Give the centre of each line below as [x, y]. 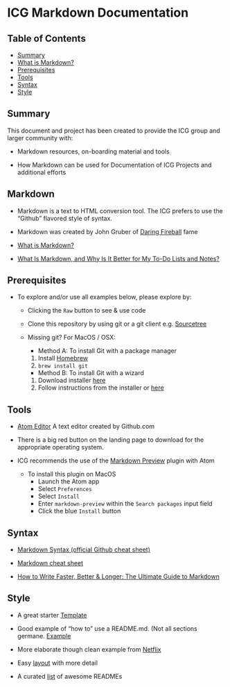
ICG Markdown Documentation [98, 13]
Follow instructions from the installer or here [101, 388]
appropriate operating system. [60, 447]
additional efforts [42, 172]
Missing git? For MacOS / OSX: [71, 338]
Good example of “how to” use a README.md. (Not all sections [107, 628]
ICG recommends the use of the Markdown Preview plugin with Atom [116, 461]
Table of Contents [47, 39]
